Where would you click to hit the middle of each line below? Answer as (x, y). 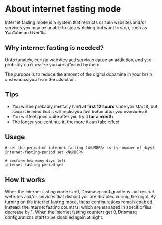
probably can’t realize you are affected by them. (53, 64)
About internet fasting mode (63, 9)
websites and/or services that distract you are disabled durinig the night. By (81, 197)
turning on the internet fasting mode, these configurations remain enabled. (79, 202)
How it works (25, 180)
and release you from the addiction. (40, 79)
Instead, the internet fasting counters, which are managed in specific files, (79, 207)
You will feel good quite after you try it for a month (62, 116)
